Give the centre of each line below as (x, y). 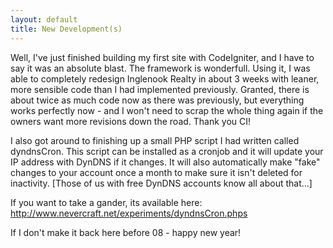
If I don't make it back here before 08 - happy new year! (126, 232)
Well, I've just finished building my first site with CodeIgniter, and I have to (162, 57)
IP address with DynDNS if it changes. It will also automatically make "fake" (165, 162)
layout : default (44, 19)
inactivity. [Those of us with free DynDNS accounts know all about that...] (161, 183)
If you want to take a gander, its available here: (106, 202)
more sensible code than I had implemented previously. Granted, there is (160, 89)
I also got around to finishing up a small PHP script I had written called (155, 140)
